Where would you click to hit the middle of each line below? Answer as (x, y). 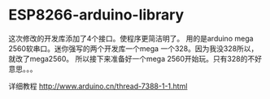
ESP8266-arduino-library (96, 15)
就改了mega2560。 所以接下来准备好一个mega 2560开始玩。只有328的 (128, 58)
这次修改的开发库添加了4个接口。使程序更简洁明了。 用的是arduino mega (131, 38)
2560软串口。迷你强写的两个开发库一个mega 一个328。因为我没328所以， (133, 48)
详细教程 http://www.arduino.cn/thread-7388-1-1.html (98, 86)
